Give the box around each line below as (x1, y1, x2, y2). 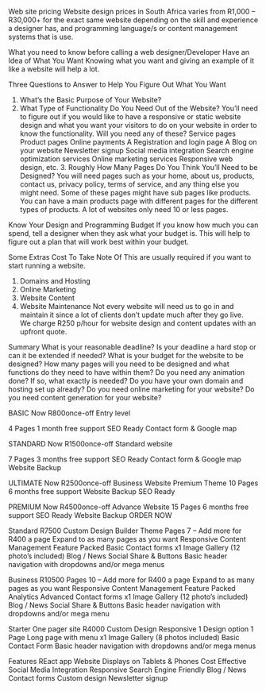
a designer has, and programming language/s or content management (8, 24, 238, 33)
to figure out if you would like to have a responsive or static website (19, 112, 241, 122)
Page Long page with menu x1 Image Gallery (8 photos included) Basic (8, 633, 240, 642)
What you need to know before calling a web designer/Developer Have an (8, 48, 250, 56)
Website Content (19, 293, 75, 303)
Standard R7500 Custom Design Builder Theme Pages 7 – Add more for (8, 526, 242, 535)
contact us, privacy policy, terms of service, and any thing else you (19, 180, 240, 189)
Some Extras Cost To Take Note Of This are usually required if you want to (8, 253, 252, 261)
